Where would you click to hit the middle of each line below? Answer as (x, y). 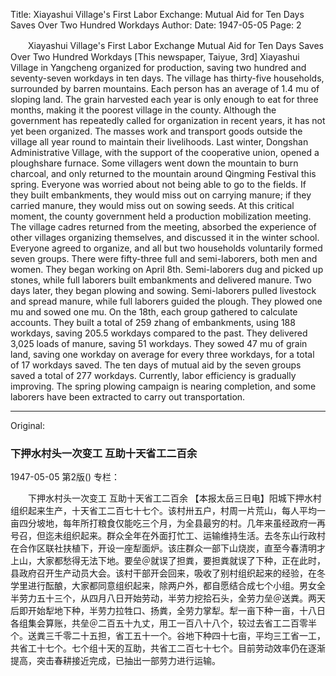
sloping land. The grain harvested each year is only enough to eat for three (164, 99)
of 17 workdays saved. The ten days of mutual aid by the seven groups (156, 365)
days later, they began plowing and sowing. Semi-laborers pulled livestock (163, 290)
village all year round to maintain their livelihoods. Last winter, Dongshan (159, 142)
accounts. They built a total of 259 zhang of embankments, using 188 (153, 322)
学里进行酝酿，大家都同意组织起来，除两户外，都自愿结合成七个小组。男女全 (168, 586)
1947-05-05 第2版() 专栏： (65, 477)
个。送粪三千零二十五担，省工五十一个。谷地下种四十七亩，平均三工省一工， (168, 636)
